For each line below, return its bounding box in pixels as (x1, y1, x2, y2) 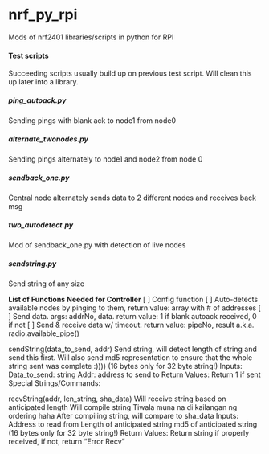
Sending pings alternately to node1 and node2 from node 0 (8, 154, 203, 164)
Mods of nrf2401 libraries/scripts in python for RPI (8, 32, 174, 42)
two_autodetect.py (8, 219, 74, 230)
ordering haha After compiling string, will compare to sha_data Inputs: (8, 411, 239, 420)
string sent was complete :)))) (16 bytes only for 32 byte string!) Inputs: (8, 361, 243, 370)
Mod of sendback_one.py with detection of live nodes (8, 240, 186, 250)
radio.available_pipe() (8, 328, 80, 338)
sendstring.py (8, 259, 57, 268)
